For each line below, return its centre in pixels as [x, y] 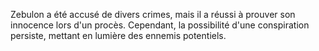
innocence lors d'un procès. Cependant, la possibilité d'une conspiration [160, 25]
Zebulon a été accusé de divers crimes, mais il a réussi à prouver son [153, 14]
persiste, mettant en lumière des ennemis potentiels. [118, 35]
